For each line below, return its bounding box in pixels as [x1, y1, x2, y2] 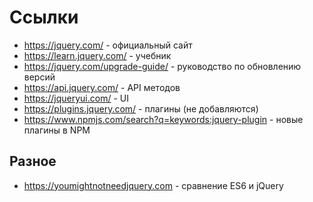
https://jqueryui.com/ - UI [23, 92, 129, 104]
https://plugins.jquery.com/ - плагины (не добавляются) [23, 102, 259, 115]
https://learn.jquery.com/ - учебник [23, 49, 172, 61]
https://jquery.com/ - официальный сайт [23, 39, 193, 51]
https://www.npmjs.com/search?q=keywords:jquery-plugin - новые [23, 113, 304, 125]
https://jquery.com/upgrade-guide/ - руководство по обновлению [23, 60, 302, 72]
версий [23, 71, 56, 83]
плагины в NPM [23, 124, 91, 136]
